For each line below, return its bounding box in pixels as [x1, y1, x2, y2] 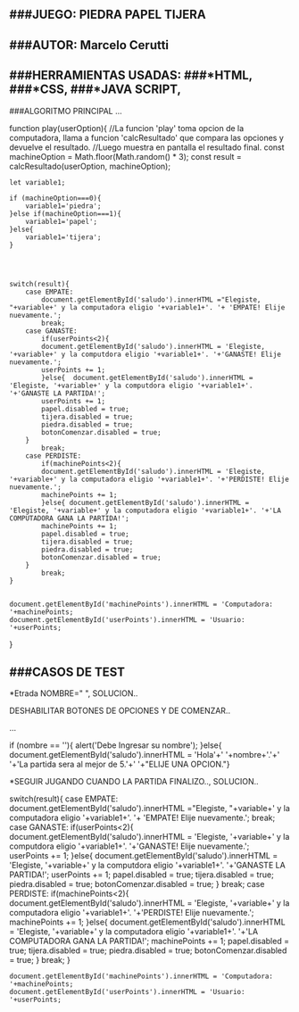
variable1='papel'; [25, 217, 98, 226]
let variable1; [9, 178, 66, 187]
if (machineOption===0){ [9, 194, 102, 203]
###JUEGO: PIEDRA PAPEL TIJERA [9, 7, 207, 22]
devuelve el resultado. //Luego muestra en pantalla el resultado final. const [9, 142, 285, 153]
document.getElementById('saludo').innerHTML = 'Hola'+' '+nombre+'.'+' [9, 750, 280, 760]
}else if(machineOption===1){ [9, 209, 122, 218]
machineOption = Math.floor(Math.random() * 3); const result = [9, 151, 243, 162]
